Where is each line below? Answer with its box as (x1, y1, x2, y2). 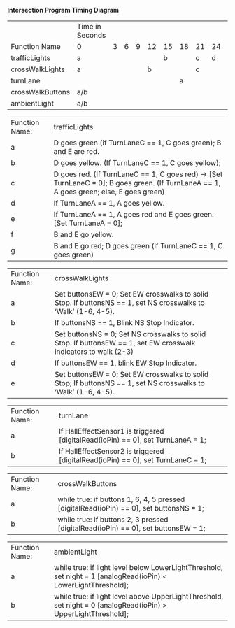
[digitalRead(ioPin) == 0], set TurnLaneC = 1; (58, 455, 207, 464)
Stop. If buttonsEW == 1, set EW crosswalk (55, 338, 196, 348)
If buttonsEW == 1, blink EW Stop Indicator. (55, 358, 197, 368)
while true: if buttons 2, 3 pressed (57, 515, 169, 524)
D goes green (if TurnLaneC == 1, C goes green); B (53, 138, 222, 148)
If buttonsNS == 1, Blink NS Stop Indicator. (55, 318, 194, 327)
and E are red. (53, 147, 99, 156)
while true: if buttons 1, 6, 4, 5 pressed (57, 494, 185, 504)
